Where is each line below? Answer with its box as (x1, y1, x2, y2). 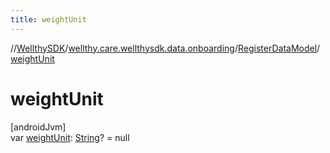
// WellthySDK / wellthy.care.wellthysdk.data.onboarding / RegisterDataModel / (10, 42, 321, 54)
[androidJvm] (10, 121, 67, 133)
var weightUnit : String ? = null (10, 131, 130, 143)
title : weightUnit (10, 14, 87, 25)
